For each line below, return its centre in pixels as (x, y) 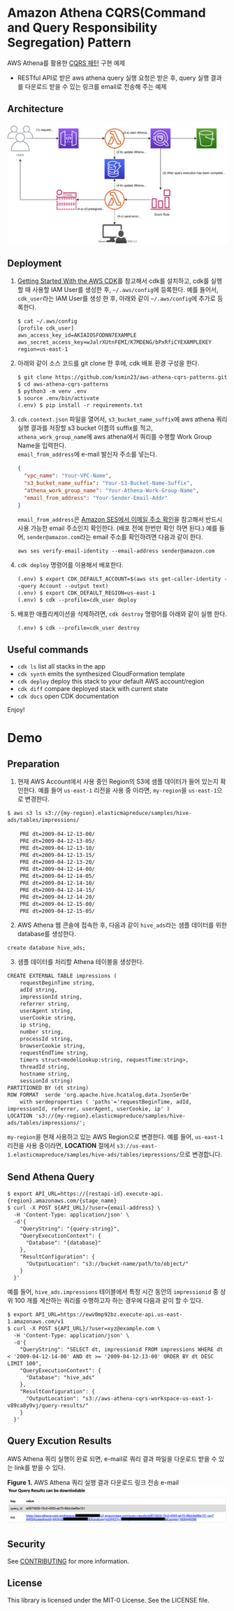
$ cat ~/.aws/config (47, 321)
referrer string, (45, 1004)
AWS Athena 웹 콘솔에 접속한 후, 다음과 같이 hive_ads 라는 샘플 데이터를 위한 (122, 925)
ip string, (36, 1025)
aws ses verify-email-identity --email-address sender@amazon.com (116, 551)
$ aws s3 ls (24, 814)
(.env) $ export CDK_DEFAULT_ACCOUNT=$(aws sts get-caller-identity (119, 579)
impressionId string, (51, 997)
